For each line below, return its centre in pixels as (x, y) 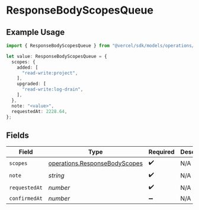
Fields (18, 135)
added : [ (28, 67)
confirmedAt (26, 198)
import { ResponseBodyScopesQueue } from (58, 46)
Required (161, 152)
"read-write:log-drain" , (52, 89)
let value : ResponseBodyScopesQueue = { (57, 56)
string (57, 175)
